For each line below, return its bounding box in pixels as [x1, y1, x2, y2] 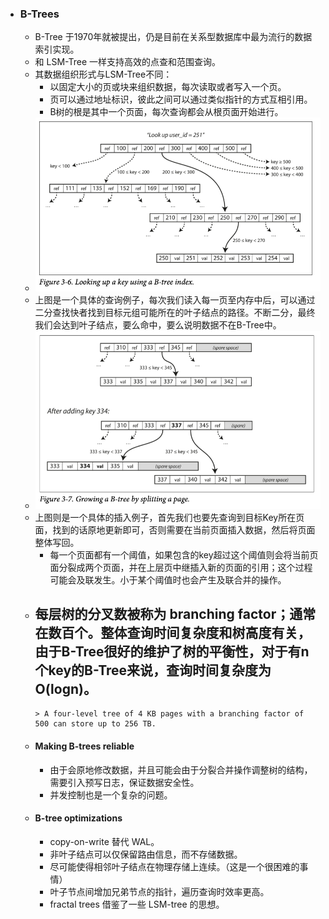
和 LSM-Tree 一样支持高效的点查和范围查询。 [34, 56, 222, 68]
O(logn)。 [34, 680, 97, 697]
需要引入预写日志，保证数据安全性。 [49, 776, 200, 788]
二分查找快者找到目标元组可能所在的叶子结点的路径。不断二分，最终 [34, 307, 316, 319]
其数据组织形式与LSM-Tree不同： [34, 68, 173, 81]
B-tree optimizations [34, 812, 123, 824]
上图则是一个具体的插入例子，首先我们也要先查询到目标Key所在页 [34, 511, 305, 523]
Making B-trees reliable [34, 740, 135, 752]
